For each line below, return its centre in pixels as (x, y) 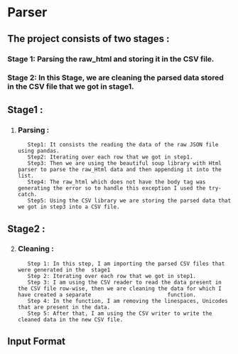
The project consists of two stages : (88, 39)
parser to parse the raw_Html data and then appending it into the (119, 170)
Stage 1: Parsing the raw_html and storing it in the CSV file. (111, 59)
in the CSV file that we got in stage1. (71, 87)
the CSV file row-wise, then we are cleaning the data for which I (119, 289)
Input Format (37, 342)
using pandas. (38, 151)
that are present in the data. (64, 307)
